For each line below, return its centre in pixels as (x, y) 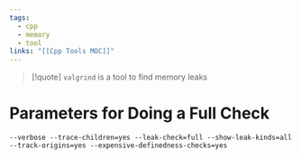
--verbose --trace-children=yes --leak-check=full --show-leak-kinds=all (151, 138)
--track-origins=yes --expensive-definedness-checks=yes (119, 145)
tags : (19, 18)
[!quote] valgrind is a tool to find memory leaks (119, 77)
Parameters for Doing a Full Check (140, 113)
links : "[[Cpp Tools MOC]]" (62, 51)
